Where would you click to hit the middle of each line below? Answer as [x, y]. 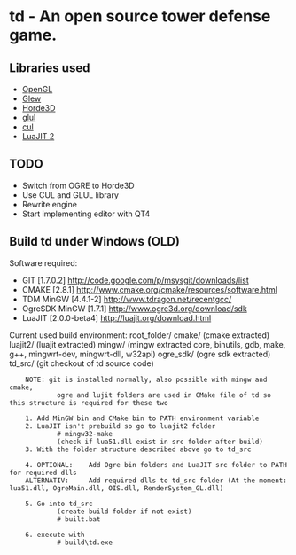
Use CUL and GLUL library [70, 195]
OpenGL [37, 89]
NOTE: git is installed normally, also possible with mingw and [146, 379]
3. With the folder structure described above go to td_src [138, 449]
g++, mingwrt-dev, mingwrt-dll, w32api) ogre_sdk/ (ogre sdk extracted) [140, 354]
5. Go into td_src [59, 504]
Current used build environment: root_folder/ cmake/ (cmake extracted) [140, 335]
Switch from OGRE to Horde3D [78, 185]
